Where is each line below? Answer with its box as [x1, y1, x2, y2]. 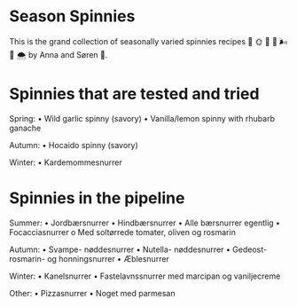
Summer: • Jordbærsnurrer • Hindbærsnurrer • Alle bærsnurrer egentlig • [9, 217, 281, 228]
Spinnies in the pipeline [9, 188, 185, 209]
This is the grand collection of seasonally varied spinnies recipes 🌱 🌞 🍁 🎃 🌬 [9, 35, 288, 46]
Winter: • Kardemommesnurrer [9, 157, 122, 168]
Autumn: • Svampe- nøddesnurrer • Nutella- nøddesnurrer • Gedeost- [9, 244, 268, 255]
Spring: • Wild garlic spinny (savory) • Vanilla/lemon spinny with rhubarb [9, 113, 275, 123]
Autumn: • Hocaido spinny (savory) [9, 139, 139, 150]
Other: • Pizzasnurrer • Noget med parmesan [9, 287, 176, 298]
